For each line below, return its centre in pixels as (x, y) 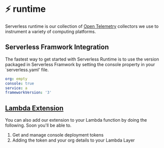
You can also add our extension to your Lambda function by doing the (76, 120)
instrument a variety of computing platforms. (51, 31)
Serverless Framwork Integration (57, 47)
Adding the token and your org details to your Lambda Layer (73, 140)
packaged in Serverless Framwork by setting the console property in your (80, 64)
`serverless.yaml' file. (27, 70)
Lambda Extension (34, 108)
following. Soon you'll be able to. (38, 125)
